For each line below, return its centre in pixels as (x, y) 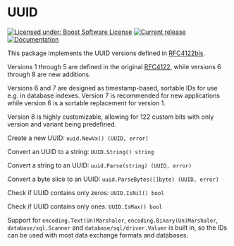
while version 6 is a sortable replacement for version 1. (86, 102)
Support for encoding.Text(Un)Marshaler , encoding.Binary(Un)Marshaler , (113, 220)
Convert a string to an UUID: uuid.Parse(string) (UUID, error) (100, 165)
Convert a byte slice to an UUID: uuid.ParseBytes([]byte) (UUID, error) (113, 179)
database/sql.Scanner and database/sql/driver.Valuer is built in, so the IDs (117, 228)
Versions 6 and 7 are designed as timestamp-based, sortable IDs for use (112, 88)
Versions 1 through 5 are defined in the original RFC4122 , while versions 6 (114, 66)
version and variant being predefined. (62, 124)
